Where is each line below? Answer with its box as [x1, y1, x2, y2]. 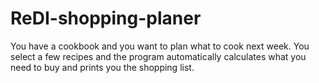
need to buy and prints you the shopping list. [10, 61, 195, 73]
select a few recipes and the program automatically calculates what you [10, 50, 307, 62]
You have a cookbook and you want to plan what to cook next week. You [10, 40, 310, 52]
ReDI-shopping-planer [10, 7, 202, 30]
